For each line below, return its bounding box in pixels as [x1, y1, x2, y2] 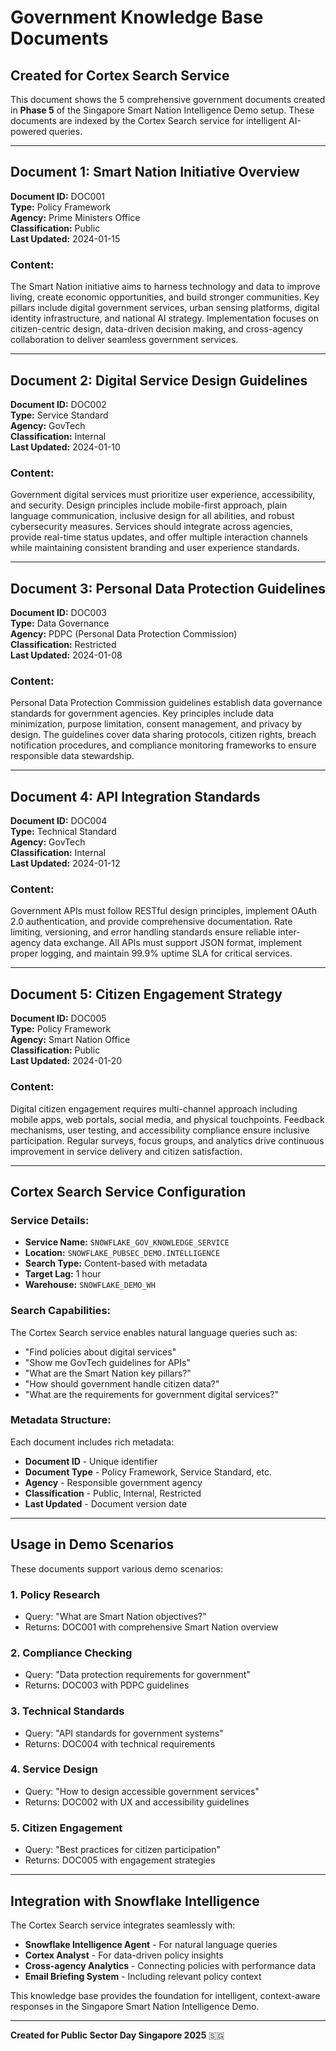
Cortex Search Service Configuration [10, 1183, 247, 1200]
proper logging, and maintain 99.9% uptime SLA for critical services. [10, 947, 293, 960]
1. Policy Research [10, 1587, 101, 1601]
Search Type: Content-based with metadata [24, 1257, 208, 1270]
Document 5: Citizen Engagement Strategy [10, 986, 283, 1003]
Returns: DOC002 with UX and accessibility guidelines [24, 1796, 250, 1808]
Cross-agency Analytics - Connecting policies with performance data [24, 1959, 316, 1971]
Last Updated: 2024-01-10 [10, 441, 121, 453]
